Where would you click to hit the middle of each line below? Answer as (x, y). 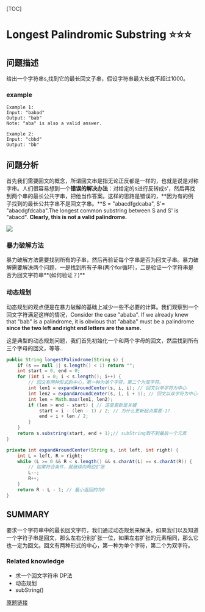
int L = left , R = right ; (50, 456)
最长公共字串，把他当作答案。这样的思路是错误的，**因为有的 (110, 196)
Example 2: (20, 134)
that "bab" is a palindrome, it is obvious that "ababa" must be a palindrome (100, 321)
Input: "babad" (26, 113)
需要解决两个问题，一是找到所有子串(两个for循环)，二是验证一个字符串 (100, 267)
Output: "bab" (24, 118)
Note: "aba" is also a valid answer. (54, 124)
